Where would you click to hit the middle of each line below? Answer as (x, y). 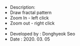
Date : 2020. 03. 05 (30, 39)
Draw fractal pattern (31, 12)
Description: (22, 7)
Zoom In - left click (29, 18)
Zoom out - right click (32, 23)
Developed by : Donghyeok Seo (42, 34)
